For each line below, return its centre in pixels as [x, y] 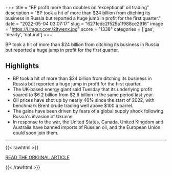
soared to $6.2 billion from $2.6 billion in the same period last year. [83, 95]
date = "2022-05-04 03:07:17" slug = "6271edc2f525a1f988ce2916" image [84, 24]
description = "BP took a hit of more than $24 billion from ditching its [78, 13]
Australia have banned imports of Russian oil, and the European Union [87, 127]
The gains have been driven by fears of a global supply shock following [88, 111]
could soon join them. [36, 133]
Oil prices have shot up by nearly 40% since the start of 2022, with [83, 100]
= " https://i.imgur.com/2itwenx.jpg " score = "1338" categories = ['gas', [80, 29]
